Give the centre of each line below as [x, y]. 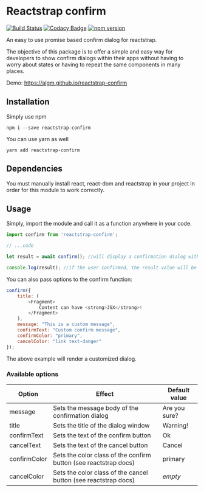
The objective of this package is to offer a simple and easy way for [90, 51]
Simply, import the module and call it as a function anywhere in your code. [99, 224]
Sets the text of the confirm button [102, 435]
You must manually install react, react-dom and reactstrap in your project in [101, 183]
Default [179, 390]
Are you [174, 407]
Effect [105, 393]
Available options [32, 374]
